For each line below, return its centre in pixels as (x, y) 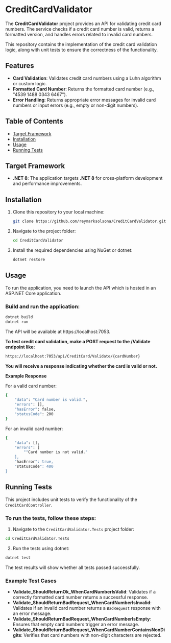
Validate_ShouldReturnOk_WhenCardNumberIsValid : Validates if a (84, 591)
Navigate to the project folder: (44, 231)
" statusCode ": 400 (34, 467)
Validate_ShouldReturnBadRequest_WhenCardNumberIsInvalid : (82, 602)
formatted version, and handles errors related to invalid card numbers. (79, 34)
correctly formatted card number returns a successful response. (80, 597)
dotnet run (17, 322)
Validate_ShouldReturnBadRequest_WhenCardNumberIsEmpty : (82, 618)
